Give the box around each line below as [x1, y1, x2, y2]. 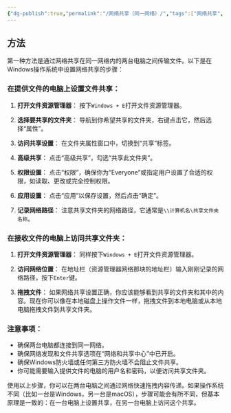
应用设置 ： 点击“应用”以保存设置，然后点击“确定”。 [16, 191, 163, 199]
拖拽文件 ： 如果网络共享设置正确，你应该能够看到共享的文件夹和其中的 [16, 288, 218, 296]
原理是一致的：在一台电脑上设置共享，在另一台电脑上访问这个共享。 [7, 399, 200, 407]
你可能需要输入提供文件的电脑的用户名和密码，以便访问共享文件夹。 [16, 367, 210, 375]
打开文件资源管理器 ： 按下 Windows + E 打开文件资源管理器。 [16, 101, 186, 109]
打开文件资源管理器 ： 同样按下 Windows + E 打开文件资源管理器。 [16, 250, 198, 258]
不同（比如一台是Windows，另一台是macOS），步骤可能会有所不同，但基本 [7, 390, 220, 399]
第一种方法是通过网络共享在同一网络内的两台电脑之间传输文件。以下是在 [7, 56, 212, 65]
